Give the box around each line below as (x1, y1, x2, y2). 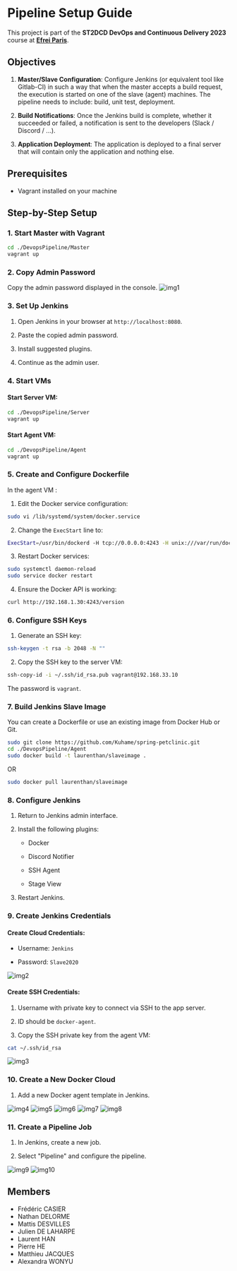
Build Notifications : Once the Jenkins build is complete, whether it (17, 111, 212, 119)
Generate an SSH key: (17, 632, 83, 640)
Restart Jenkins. (17, 893, 65, 902)
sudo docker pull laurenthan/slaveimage (7, 778, 128, 786)
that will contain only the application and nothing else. (17, 147, 175, 156)
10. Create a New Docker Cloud (7, 1075, 116, 1085)
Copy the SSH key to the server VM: (17, 658, 123, 666)
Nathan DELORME (17, 1212, 71, 1220)
